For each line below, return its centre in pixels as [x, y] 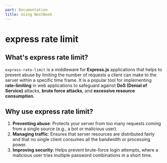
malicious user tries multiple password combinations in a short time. [82, 156]
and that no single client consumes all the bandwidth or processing [81, 140]
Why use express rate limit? [49, 111]
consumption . [20, 96]
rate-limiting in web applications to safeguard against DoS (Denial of [76, 85]
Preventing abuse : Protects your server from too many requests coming [86, 124]
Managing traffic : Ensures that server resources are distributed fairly [83, 134]
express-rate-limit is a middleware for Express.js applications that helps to [83, 69]
